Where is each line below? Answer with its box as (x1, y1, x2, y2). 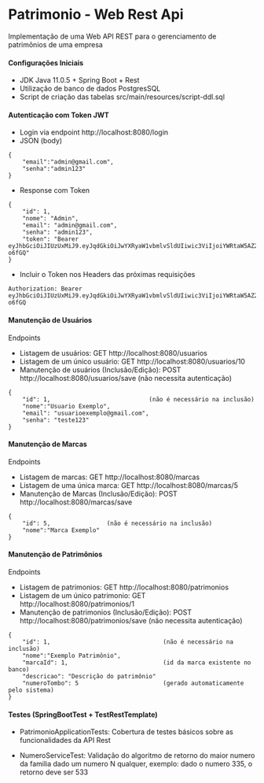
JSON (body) (19, 136, 63, 146)
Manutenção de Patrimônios (8, 549, 103, 560)
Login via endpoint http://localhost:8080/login (19, 127, 169, 137)
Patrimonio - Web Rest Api (8, 6, 184, 24)
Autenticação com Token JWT (8, 110, 110, 120)
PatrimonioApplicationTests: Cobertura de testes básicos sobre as (19, 727, 233, 737)
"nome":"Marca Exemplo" (22, 526, 101, 534)
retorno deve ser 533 (19, 767, 89, 777)
